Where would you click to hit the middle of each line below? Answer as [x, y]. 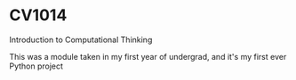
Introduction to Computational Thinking [81, 40]
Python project [36, 66]
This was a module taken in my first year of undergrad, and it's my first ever [148, 56]
